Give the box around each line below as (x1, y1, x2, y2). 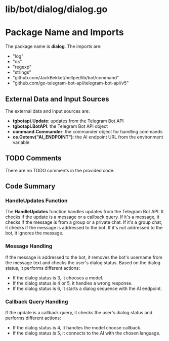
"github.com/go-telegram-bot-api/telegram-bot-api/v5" (12, 80, 129, 86)
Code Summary (5, 182, 56, 190)
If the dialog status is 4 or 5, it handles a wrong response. (12, 280, 133, 286)
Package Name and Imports (5, 27, 124, 38)
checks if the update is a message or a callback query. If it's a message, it (5, 214, 160, 220)
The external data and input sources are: (5, 108, 90, 114)
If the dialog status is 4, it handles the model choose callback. (12, 325, 142, 331)
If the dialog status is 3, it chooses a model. (12, 274, 104, 281)
